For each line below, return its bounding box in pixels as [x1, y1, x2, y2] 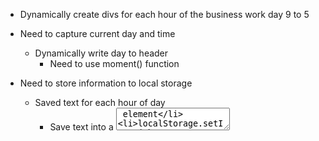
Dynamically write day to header [34, 47, 169, 59]
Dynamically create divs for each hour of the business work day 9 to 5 [19, 9, 310, 20]
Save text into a [49, 121, 114, 133]
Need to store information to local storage [19, 77, 193, 89]
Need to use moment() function [49, 58, 180, 69]
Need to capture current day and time [19, 28, 176, 39]
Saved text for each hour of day [34, 97, 166, 108]
